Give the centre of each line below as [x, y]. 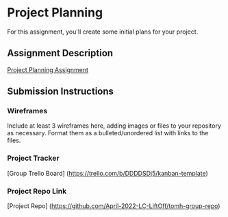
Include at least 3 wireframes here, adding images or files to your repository [114, 126]
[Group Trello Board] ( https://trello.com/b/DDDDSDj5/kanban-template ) [108, 173]
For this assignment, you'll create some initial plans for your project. [103, 32]
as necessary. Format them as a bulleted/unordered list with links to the [108, 133]
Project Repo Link [37, 191]
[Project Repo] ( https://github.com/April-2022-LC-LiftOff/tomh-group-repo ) [114, 206]
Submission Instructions [61, 92]
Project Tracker [33, 158]
